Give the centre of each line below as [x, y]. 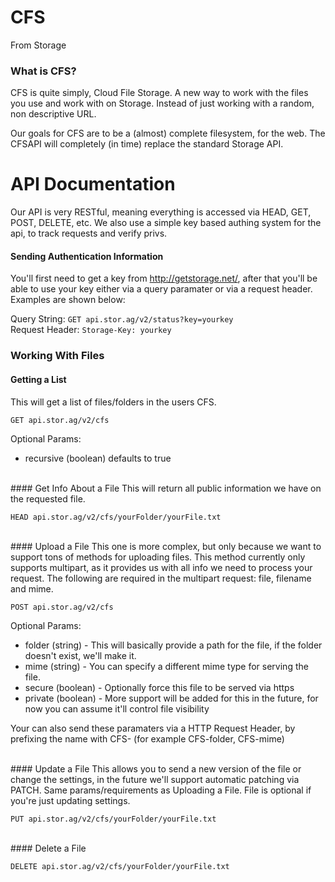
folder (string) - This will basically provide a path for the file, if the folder [173, 645]
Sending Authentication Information [87, 256]
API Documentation [93, 184]
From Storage [38, 45]
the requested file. [48, 498]
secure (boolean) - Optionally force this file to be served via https [159, 687]
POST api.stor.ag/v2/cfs [62, 607]
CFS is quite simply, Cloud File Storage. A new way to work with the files [159, 93]
